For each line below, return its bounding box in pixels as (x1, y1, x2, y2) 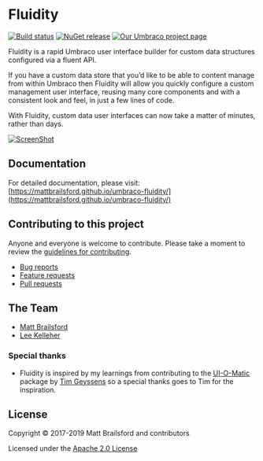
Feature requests (19, 270, 76, 280)
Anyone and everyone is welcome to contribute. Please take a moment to (8, 238, 246, 248)
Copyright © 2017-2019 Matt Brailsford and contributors (8, 429, 191, 438)
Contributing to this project (8, 218, 144, 231)
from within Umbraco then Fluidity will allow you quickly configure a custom (8, 79, 254, 88)
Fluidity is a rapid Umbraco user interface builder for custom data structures (8, 46, 255, 56)
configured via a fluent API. (8, 55, 97, 65)
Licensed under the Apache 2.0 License (8, 444, 138, 453)
